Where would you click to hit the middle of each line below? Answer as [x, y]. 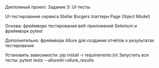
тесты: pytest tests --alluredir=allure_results [50, 60]
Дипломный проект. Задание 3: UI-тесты [48, 7]
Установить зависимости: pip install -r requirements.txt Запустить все [77, 55]
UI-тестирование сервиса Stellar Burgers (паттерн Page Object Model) [78, 16]
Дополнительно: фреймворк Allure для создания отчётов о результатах [80, 40]
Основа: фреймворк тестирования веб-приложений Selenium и [71, 26]
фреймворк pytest [24, 31]
